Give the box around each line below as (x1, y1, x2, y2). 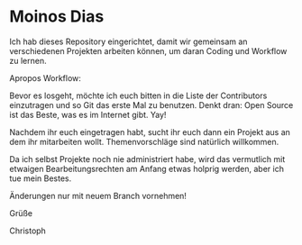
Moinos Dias (9, 6, 105, 27)
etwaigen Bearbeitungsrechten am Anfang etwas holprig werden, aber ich (9, 163, 284, 174)
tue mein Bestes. (9, 173, 72, 184)
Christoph (9, 225, 47, 236)
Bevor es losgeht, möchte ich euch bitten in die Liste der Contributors (9, 90, 268, 101)
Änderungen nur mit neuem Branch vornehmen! (9, 190, 188, 201)
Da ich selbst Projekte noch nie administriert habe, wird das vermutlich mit (9, 153, 286, 164)
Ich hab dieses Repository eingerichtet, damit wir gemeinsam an (9, 36, 248, 47)
